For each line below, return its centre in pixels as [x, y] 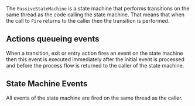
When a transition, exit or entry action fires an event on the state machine [95, 53]
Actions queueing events [53, 39]
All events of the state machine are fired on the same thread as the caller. [94, 98]
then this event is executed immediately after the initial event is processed [95, 59]
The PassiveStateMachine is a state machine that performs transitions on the [98, 8]
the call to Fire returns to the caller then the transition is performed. [88, 21]
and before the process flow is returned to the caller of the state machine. [95, 65]
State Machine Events [47, 84]
